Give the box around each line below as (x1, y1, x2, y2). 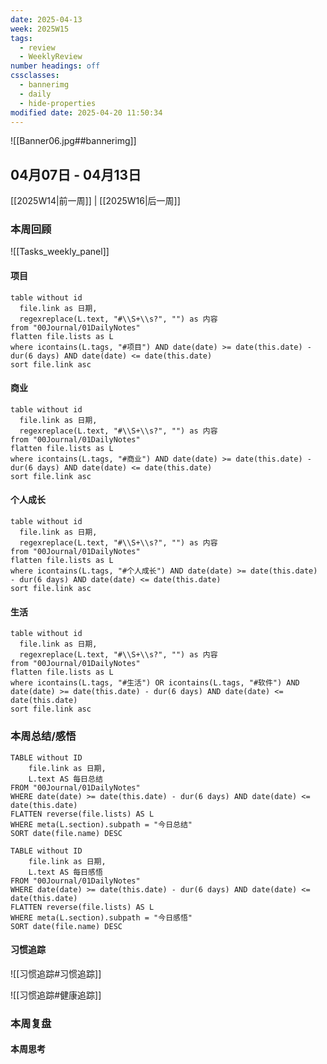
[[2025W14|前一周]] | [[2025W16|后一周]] (10, 195, 181, 207)
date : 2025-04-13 (10, 14, 83, 25)
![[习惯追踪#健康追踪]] (10, 989, 102, 1001)
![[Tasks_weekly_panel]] (10, 246, 110, 258)
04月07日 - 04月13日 (10, 166, 142, 183)
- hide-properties (19, 98, 97, 108)
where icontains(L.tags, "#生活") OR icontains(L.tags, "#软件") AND (10, 678, 300, 688)
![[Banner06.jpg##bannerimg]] (10, 135, 137, 147)
